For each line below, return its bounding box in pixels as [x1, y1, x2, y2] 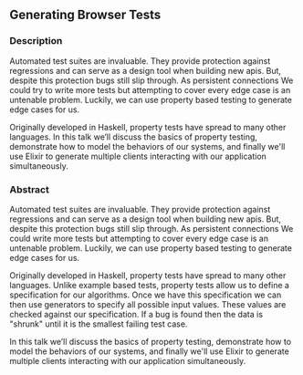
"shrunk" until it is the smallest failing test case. [9, 318, 188, 329]
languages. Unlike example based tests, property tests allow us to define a [9, 279, 290, 290]
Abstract [9, 182, 50, 195]
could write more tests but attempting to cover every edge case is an [9, 233, 269, 244]
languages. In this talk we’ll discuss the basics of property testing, [9, 131, 258, 142]
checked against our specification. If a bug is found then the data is [9, 308, 263, 319]
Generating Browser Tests [9, 7, 162, 23]
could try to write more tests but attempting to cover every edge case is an [9, 84, 291, 95]
